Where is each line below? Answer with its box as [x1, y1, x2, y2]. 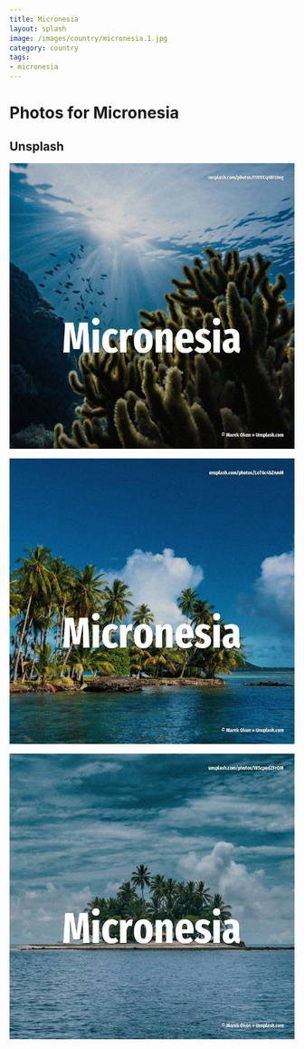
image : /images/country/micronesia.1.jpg [9, 34, 168, 43]
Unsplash [9, 139, 65, 154]
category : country [9, 44, 79, 53]
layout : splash [9, 24, 67, 34]
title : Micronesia [9, 15, 79, 24]
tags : [9, 53, 30, 63]
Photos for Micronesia [9, 102, 179, 123]
